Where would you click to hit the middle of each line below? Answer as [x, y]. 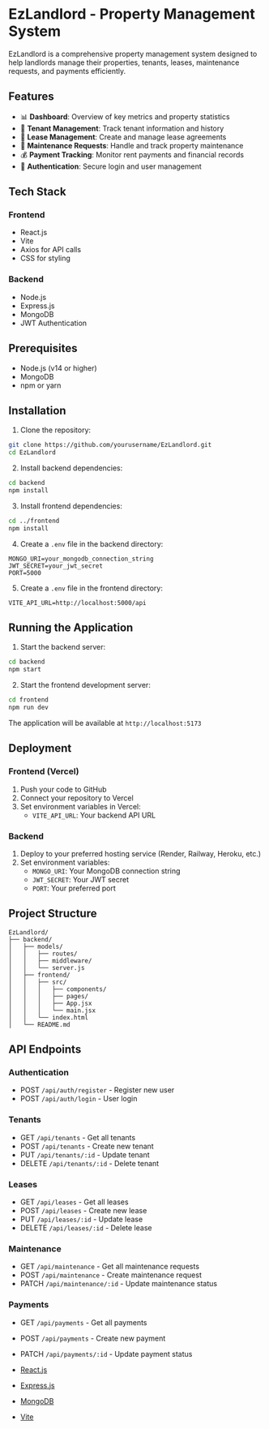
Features [31, 97]
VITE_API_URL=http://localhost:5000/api [78, 603]
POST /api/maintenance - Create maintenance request [111, 1275]
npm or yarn [41, 385]
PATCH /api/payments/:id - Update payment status [106, 1354]
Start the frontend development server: [85, 685]
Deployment [40, 748]
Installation [37, 410]
